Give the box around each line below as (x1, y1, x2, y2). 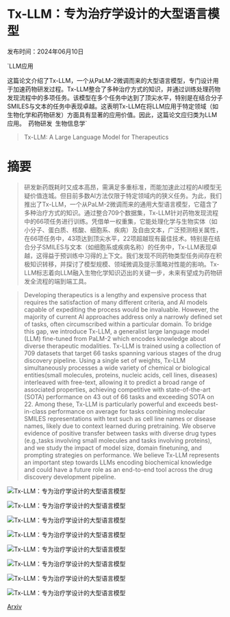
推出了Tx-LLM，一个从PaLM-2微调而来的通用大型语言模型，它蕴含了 (23, 200, 218, 208)
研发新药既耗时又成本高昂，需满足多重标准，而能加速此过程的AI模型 (23, 183, 216, 191)
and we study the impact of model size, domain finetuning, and (23, 443, 202, 452)
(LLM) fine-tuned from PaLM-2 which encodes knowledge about (23, 334, 207, 342)
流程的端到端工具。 (36, 277, 90, 285)
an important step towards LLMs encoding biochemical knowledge (23, 458, 212, 466)
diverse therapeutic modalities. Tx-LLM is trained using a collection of (23, 342, 221, 350)
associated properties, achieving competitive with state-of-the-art (23, 385, 211, 394)
